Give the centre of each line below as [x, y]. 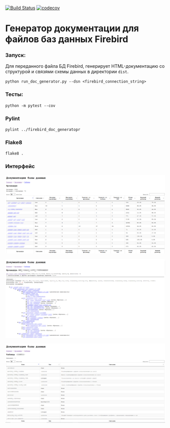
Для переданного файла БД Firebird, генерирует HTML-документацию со [85, 66]
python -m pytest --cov [30, 105]
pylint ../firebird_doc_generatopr [43, 130]
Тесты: [14, 94]
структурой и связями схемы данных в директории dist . [67, 72]
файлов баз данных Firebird [67, 39]
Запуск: [15, 55]
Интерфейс [20, 167]
